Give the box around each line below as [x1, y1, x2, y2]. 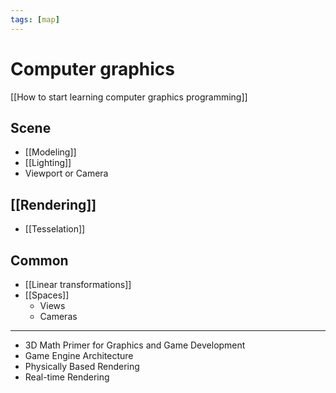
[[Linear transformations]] [24, 279, 132, 290]
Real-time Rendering [24, 371, 110, 383]
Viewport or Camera [24, 167, 109, 180]
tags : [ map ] [10, 14, 60, 25]
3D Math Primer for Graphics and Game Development [24, 339, 246, 351]
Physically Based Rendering [24, 361, 140, 372]
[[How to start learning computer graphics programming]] [10, 91, 248, 103]
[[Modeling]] [24, 146, 77, 158]
